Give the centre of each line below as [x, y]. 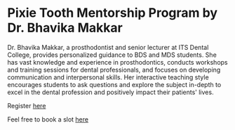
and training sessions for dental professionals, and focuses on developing [114, 70]
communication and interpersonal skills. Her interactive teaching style [108, 77]
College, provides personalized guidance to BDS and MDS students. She [112, 55]
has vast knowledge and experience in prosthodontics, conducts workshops [117, 62]
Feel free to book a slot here [48, 119]
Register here [27, 105]
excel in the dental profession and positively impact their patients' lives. [110, 92]
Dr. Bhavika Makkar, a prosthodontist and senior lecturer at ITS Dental [108, 47]
